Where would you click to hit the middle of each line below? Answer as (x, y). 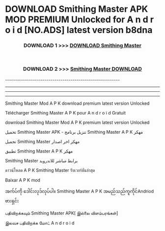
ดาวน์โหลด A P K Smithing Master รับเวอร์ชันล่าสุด (50, 170)
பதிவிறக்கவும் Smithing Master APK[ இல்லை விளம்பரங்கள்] (62, 213)
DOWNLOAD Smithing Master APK (77, 9)
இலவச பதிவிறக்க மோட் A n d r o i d (40, 223)
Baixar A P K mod (23, 180)
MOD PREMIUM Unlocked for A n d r (79, 19)
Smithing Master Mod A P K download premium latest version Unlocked (77, 103)
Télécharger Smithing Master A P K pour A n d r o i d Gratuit (66, 113)
